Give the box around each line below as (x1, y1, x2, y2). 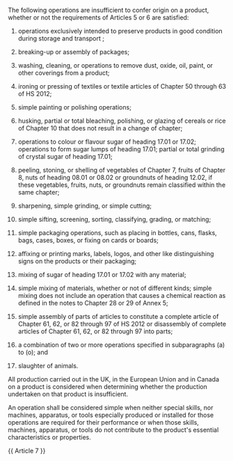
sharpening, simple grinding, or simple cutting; (17, 202, 152, 210)
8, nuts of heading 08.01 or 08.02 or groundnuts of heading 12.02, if (17, 174, 213, 181)
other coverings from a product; (17, 69, 110, 77)
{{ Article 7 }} (8, 446, 46, 455)
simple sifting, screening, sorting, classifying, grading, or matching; (17, 216, 211, 223)
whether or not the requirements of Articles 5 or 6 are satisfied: (8, 13, 189, 22)
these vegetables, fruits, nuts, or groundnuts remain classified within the (17, 181, 226, 189)
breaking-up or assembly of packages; (17, 48, 130, 56)
